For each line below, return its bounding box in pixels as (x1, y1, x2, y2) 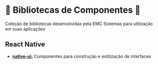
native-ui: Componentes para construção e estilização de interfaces (12, 53, 151, 59)
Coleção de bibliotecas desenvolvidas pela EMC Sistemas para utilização (5, 21, 153, 27)
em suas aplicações (5, 26, 46, 32)
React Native (5, 40, 45, 49)
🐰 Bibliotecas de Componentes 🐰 (5, 4, 141, 16)
